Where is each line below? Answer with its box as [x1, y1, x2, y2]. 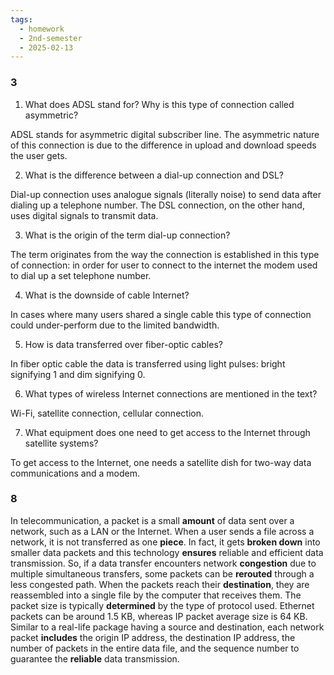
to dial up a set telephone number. [10, 269, 152, 281]
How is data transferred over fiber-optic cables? [24, 338, 223, 350]
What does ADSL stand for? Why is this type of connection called [24, 98, 295, 110]
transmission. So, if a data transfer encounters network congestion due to [10, 557, 317, 569]
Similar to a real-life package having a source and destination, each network [10, 621, 325, 633]
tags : [10, 14, 33, 25]
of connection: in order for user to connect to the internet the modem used [10, 259, 318, 271]
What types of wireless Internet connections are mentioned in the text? [24, 387, 318, 400]
